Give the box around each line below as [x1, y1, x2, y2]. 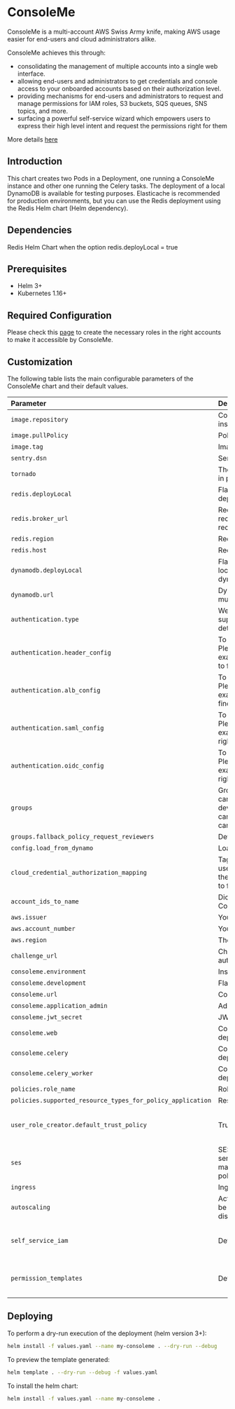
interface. [17, 69, 45, 78]
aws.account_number [10, 925, 76, 932]
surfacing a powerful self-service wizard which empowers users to [17, 114, 211, 123]
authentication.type [10, 615, 79, 623]
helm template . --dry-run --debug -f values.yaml [7, 1368, 158, 1376]
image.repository [10, 416, 69, 423]
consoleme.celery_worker [10, 1070, 94, 1077]
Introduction [7, 156, 63, 168]
